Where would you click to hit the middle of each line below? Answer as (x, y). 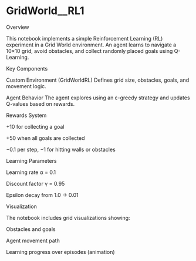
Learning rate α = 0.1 (31, 172)
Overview (18, 27)
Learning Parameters (31, 160)
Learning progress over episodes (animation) (61, 252)
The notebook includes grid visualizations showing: (68, 217)
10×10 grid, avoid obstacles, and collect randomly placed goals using (89, 51)
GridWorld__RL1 (45, 11)
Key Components (27, 68)
